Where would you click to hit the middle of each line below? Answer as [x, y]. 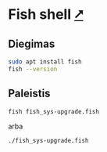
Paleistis [29, 94]
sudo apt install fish [45, 62]
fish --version [33, 69]
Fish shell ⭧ [46, 14]
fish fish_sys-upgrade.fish [54, 111]
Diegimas [32, 43]
